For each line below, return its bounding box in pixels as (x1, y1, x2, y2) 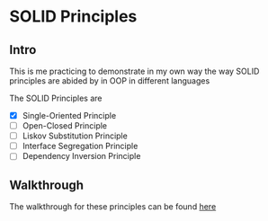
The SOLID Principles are (9, 93, 103, 103)
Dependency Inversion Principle (22, 151, 141, 162)
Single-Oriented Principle (22, 110, 117, 120)
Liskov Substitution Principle (22, 130, 128, 141)
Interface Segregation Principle (22, 141, 138, 152)
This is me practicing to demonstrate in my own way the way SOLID (9, 66, 260, 76)
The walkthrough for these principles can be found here (9, 201, 217, 212)
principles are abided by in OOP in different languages (9, 75, 210, 86)
